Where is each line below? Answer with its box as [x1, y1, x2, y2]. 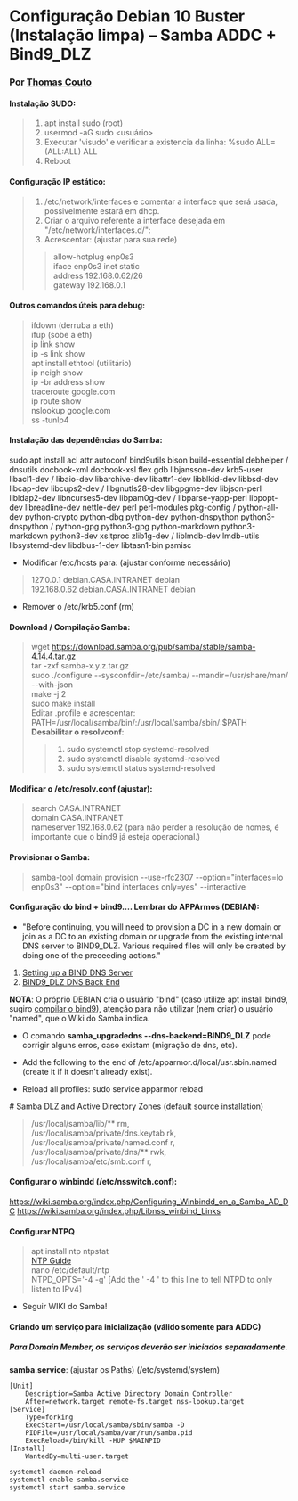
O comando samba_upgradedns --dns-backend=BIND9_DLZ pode [21, 1029, 271, 1040]
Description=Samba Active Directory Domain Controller [25, 1389, 233, 1398]
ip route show [30, 395, 82, 406]
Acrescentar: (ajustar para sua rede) [44, 234, 178, 244]
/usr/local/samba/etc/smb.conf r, [30, 1156, 152, 1167]
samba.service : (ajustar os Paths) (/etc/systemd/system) [9, 1364, 221, 1374]
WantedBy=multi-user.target [25, 1451, 129, 1461]
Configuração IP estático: [9, 176, 106, 186]
